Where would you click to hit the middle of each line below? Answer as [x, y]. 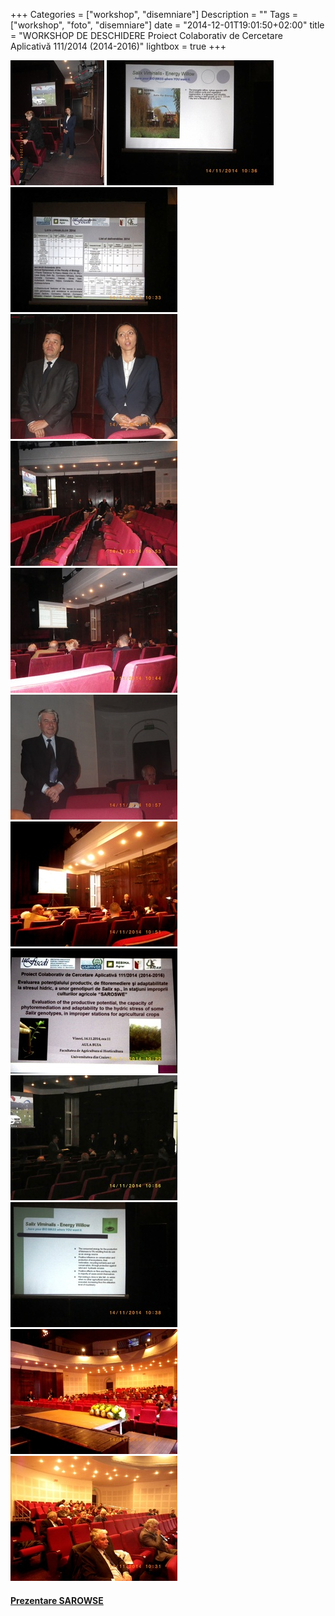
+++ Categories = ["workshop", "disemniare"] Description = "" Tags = [154, 14]
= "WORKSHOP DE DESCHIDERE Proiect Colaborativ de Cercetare [146, 35]
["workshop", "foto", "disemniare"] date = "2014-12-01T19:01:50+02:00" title [167, 25]
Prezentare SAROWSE [57, 1600]
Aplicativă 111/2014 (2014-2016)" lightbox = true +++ [118, 46]
